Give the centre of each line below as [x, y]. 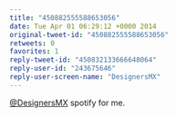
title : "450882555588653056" [65, 18]
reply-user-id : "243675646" [63, 69]
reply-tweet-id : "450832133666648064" [83, 60]
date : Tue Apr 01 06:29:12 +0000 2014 [83, 26]
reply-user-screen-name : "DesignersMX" [85, 77]
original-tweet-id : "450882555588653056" [89, 34]
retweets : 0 [32, 43]
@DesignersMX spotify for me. [67, 102]
